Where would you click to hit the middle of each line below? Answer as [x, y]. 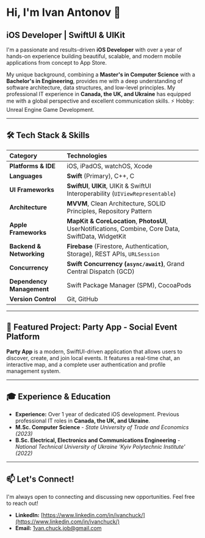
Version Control [33, 299]
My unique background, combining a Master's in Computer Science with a [101, 75]
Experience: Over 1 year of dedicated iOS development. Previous [97, 415]
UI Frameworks [32, 190]
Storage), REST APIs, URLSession [113, 254]
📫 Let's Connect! [40, 479]
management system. [34, 371]
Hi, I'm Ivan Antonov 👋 [63, 13]
